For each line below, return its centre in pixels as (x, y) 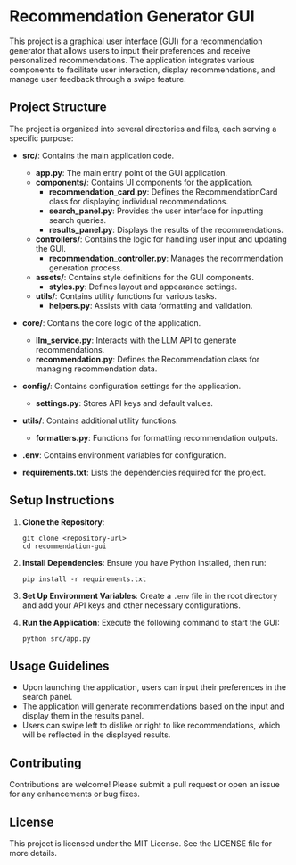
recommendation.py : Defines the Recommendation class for (148, 359)
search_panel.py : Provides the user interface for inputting (156, 211)
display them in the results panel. (83, 716)
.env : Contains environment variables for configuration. (124, 455)
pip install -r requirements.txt (84, 579)
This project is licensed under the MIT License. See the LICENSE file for (141, 844)
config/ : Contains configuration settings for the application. (132, 386)
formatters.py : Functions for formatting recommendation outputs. (156, 437)
